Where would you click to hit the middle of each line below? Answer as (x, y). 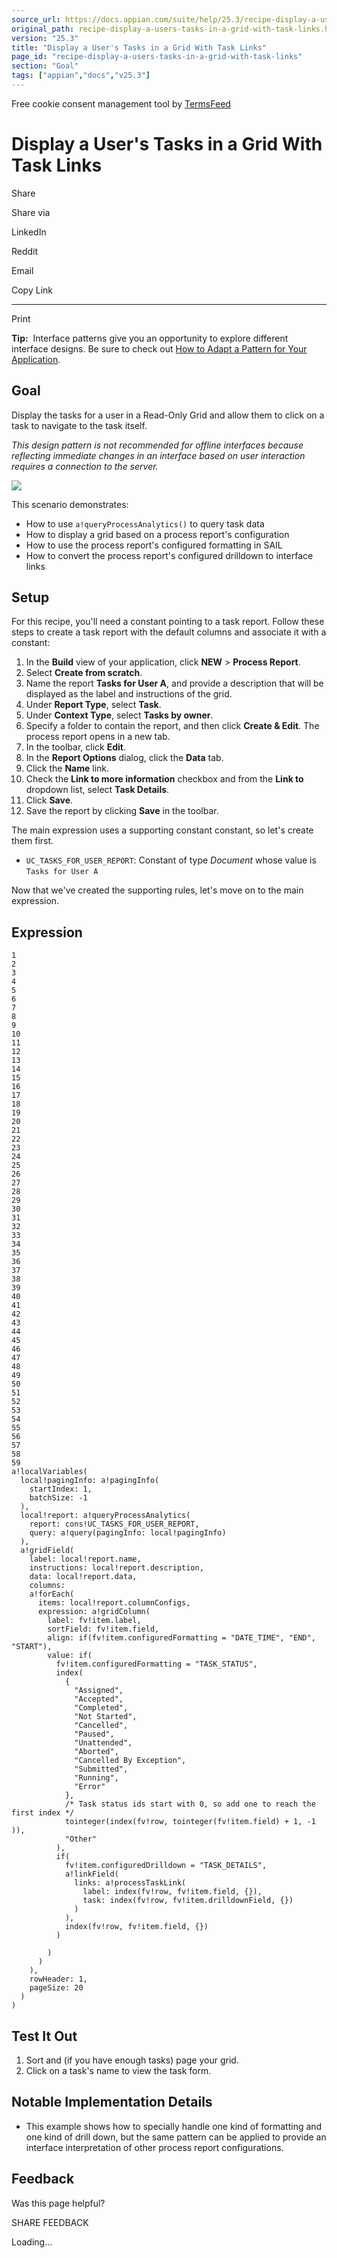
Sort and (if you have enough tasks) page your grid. (132, 2060)
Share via (31, 212)
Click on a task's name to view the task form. (118, 2071)
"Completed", (101, 1708)
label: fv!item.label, (94, 1621)
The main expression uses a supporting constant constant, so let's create (162, 830)
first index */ (43, 1813)
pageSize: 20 (56, 1988)
